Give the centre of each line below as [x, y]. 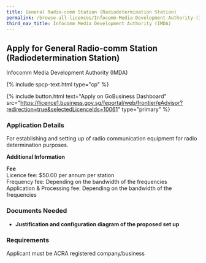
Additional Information [36, 157]
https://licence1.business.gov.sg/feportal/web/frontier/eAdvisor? [101, 103]
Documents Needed [37, 211]
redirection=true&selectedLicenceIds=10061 [62, 109]
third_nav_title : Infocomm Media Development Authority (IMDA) [89, 23]
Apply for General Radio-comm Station [82, 48]
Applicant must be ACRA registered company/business [76, 253]
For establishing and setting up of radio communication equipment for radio [102, 139]
